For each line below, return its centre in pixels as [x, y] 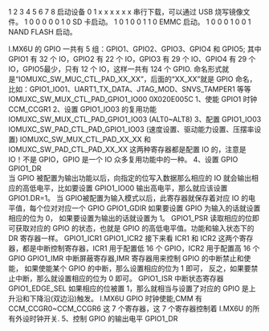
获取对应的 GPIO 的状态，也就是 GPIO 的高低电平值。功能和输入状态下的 [134, 228]
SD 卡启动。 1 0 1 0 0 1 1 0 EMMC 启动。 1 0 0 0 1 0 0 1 [161, 22]
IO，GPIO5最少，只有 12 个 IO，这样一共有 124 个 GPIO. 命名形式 [115, 69]
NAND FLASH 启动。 [43, 32]
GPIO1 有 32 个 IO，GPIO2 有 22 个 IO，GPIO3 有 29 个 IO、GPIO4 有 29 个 [132, 59]
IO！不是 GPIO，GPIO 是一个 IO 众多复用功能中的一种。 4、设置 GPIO [123, 159]
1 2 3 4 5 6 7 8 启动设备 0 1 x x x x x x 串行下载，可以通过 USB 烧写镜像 [126, 12]
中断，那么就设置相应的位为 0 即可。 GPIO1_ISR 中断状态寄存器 [119, 278]
